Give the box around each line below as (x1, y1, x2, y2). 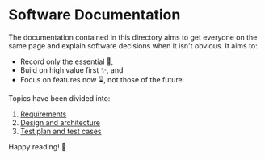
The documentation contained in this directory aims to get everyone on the (8, 32, 258, 42)
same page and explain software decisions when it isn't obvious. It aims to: (8, 40, 259, 50)
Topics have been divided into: (8, 93, 111, 103)
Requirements (19, 109, 67, 119)
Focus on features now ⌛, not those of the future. (19, 74, 185, 84)
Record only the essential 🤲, (19, 57, 114, 66)
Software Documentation (8, 6, 181, 24)
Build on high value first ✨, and (19, 65, 124, 74)
